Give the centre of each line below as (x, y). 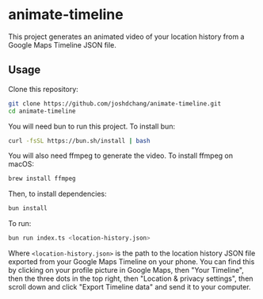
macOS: (21, 164)
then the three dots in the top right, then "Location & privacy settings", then (131, 278)
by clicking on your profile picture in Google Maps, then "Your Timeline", (126, 270)
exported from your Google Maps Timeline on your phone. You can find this (131, 262)
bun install (28, 209)
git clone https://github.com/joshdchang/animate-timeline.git (115, 103)
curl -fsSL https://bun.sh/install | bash (79, 140)
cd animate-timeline (42, 111)
